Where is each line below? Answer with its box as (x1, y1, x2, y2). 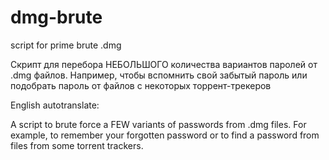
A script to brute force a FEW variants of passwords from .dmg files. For (10, 118, 307, 130)
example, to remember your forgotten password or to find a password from (10, 129, 320, 141)
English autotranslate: (10, 99, 100, 111)
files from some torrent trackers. (10, 139, 144, 151)
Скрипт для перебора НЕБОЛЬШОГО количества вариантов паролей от (10, 58, 318, 70)
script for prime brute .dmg (10, 39, 122, 51)
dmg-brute (10, 6, 103, 29)
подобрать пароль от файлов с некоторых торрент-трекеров (10, 79, 272, 91)
